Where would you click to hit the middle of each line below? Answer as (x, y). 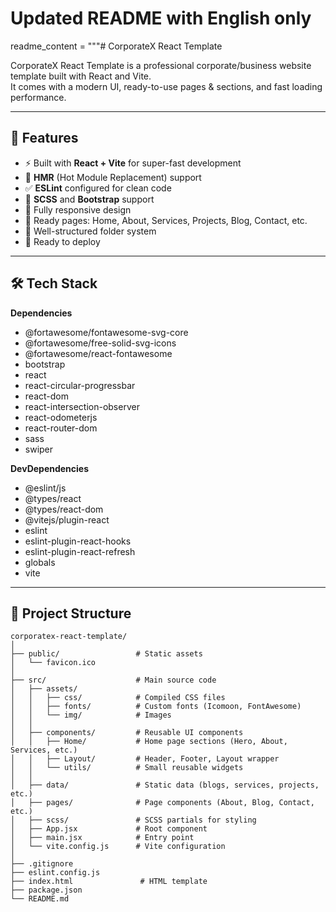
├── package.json (46, 890)
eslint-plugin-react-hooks (78, 541)
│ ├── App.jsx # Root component (109, 829)
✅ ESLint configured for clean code (98, 188)
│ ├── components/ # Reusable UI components (127, 733)
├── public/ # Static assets (106, 654)
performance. (38, 97)
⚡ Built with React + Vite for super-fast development (133, 163)
